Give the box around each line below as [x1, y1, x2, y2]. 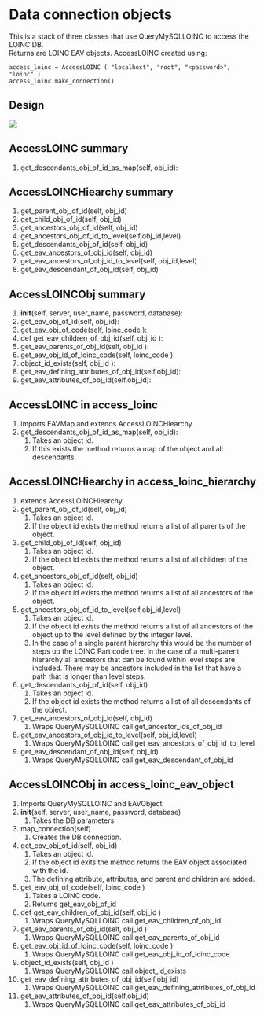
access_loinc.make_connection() [9, 77, 115, 85]
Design [9, 98, 45, 112]
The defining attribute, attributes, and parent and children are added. [31, 874, 255, 883]
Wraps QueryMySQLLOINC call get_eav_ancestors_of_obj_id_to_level [31, 738, 255, 748]
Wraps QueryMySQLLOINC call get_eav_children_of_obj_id [31, 916, 222, 925]
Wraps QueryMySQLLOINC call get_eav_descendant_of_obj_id [31, 755, 234, 765]
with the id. [31, 865, 69, 875]
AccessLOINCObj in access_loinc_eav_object [9, 778, 234, 791]
